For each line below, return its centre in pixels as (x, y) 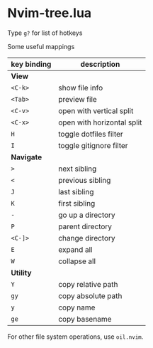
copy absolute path (90, 295)
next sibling (77, 169)
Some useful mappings (41, 46)
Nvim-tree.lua (50, 13)
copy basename (85, 319)
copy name (76, 307)
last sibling (76, 191)
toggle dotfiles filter (91, 134)
